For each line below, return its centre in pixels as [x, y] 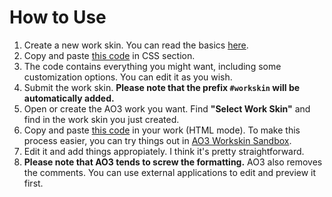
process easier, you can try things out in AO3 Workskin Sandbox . [157, 140]
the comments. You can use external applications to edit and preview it [170, 172]
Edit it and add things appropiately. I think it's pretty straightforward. [164, 151]
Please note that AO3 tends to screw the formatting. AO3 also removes [173, 162]
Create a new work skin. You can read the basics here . [136, 45]
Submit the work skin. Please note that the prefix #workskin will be [162, 87]
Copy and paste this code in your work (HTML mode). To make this [162, 130]
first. [33, 183]
